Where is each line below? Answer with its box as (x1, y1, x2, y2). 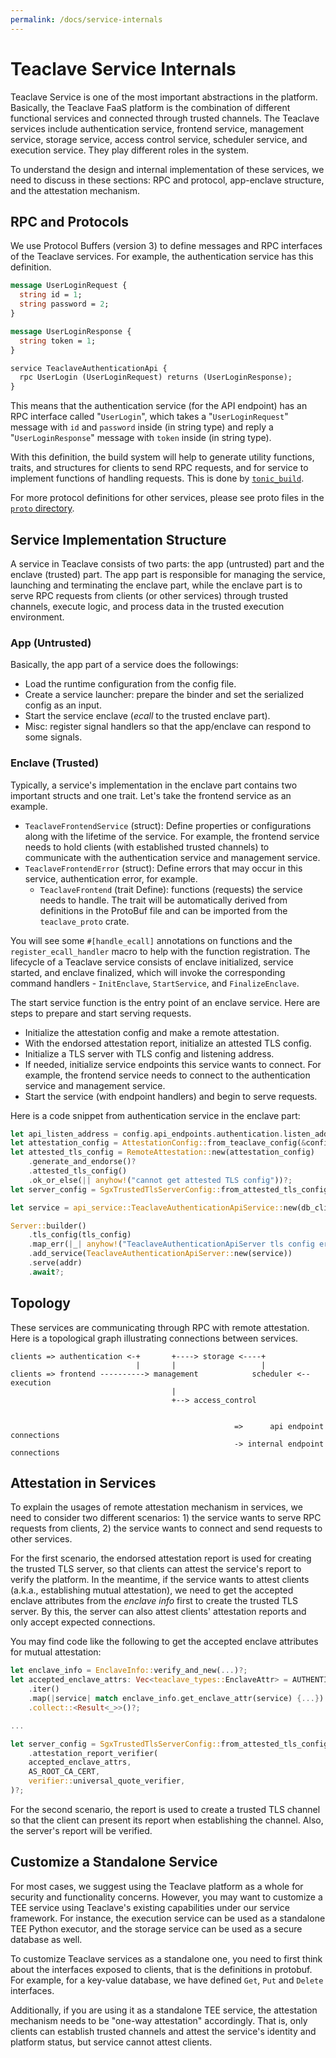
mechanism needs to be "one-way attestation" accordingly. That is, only (10, 2014, 308, 2026)
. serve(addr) (28, 1258, 83, 1268)
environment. (10, 611, 65, 623)
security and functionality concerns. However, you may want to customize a (10, 1891, 323, 1903)
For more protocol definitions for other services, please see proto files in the (10, 492, 325, 504)
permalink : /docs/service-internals (10, 14, 163, 25)
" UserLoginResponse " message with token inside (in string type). (10, 432, 272, 444)
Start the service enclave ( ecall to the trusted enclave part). (24, 710, 271, 722)
